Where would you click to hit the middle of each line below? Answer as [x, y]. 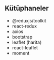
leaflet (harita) [27, 42]
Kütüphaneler [27, 8]
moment [21, 53]
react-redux [24, 26]
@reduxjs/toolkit [29, 20]
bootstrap [22, 37]
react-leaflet [25, 47]
